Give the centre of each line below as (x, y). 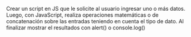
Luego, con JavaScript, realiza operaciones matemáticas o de (82, 15)
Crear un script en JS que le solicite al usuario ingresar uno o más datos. (96, 9)
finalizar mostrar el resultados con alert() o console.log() (76, 27)
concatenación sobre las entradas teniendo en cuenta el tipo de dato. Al (95, 21)
